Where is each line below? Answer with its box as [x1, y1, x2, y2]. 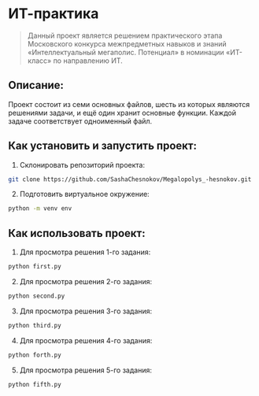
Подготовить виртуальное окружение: [19, 190, 150, 199]
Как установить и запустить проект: [8, 139, 198, 153]
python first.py [8, 263, 61, 271]
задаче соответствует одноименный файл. [8, 116, 152, 126]
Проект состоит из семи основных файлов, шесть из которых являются [8, 99, 250, 109]
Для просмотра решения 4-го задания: [19, 335, 153, 345]
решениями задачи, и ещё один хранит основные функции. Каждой [8, 108, 237, 117]
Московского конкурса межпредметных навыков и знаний [27, 39, 227, 48]
